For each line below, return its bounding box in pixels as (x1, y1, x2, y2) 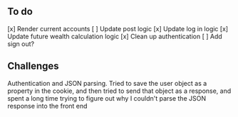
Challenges (7, 60, 59, 72)
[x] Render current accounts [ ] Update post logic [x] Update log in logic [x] (7, 24, 229, 33)
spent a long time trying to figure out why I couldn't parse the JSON (7, 94, 207, 102)
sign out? (7, 39, 34, 48)
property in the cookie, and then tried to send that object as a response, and (7, 87, 232, 95)
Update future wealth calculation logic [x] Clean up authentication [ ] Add (7, 32, 222, 40)
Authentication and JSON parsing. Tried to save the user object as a (7, 79, 207, 87)
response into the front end (7, 101, 88, 110)
